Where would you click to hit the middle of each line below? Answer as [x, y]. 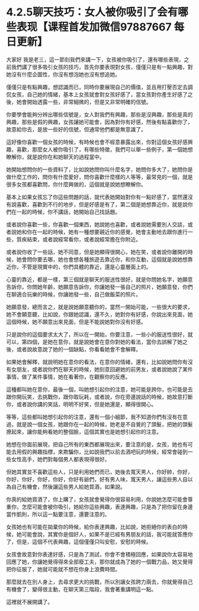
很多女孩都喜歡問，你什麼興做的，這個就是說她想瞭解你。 [76, 184]
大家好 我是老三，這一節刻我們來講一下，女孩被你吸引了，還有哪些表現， [95, 59]
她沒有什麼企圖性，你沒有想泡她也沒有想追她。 [63, 74]
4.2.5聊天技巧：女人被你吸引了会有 [92, 12]
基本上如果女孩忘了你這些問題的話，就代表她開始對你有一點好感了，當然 [94, 197]
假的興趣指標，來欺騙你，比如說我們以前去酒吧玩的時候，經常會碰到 [105, 452]
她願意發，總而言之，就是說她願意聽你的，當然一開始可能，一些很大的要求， [99, 307]
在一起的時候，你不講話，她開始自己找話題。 [65, 212]
